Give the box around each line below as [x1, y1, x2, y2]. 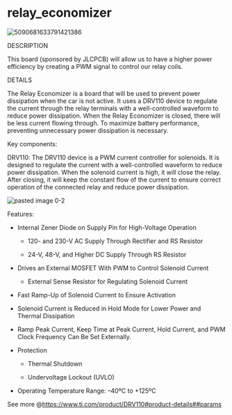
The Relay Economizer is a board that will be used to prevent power [7, 89, 201, 97]
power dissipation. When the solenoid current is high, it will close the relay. [7, 168, 222, 176]
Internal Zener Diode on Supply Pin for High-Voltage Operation [17, 223, 197, 231]
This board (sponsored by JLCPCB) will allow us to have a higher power [7, 54, 213, 63]
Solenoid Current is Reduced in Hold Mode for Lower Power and [17, 304, 201, 313]
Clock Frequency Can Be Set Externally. [17, 332, 132, 340]
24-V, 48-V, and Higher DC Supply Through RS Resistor [27, 250, 187, 258]
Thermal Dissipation [17, 311, 75, 320]
